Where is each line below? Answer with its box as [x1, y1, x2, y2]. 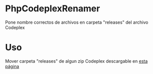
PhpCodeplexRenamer [5, 3, 100, 14]
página [5, 63, 19, 69]
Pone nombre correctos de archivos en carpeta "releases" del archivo [5, 19, 149, 25]
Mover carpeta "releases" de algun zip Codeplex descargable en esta [5, 58, 148, 64]
